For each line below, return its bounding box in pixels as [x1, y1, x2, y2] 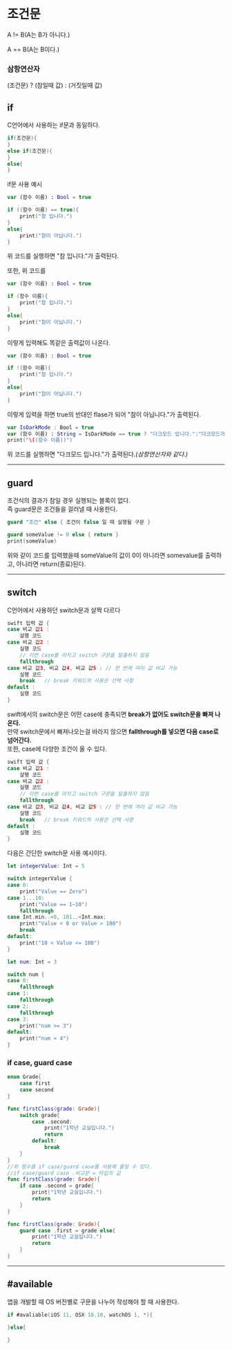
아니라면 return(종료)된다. [16, 559, 86, 568]
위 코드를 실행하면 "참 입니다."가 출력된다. [7, 252, 119, 260]
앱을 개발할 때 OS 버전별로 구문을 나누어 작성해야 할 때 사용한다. [7, 1297, 180, 1306]
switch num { [7, 971, 45, 978]
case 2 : [7, 1003, 30, 1010]
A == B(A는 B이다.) [7, 45, 60, 53]
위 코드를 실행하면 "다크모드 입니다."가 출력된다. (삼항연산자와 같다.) [7, 450, 188, 458]
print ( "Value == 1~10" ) [19, 901, 88, 908]
